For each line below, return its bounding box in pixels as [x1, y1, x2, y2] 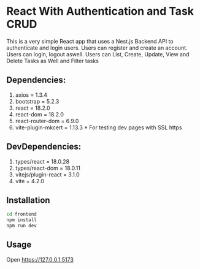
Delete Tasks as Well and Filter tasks [6, 57, 99, 64]
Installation [6, 195, 50, 205]
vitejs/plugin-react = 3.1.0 [15, 170, 80, 178]
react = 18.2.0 [15, 104, 50, 112]
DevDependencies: [6, 142, 82, 152]
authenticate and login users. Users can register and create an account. [6, 44, 188, 51]
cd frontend [6, 211, 37, 218]
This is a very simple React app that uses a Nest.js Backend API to [6, 37, 174, 45]
